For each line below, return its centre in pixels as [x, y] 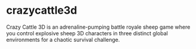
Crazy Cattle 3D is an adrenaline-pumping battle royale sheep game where [98, 27]
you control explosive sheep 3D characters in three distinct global [87, 33]
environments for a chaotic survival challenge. [63, 39]
